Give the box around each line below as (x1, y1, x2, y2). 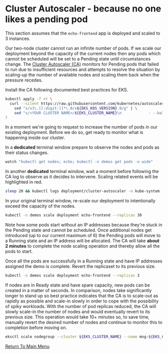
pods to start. (5, 248, 33, 254)
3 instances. (5, 35, 31, 41)
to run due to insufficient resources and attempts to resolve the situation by (5, 66, 160, 72)
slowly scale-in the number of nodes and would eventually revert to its (5, 308, 150, 314)
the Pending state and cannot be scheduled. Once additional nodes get (5, 227, 152, 233)
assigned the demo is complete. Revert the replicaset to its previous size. (5, 263, 156, 269)
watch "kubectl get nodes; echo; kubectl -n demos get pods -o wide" (5, 159, 153, 164)
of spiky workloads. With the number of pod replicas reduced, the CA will (5, 303, 156, 309)
